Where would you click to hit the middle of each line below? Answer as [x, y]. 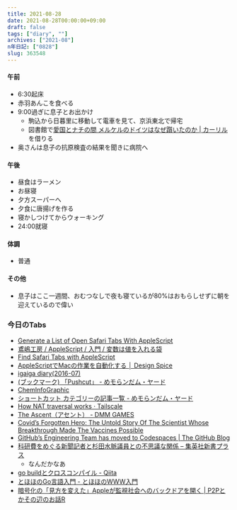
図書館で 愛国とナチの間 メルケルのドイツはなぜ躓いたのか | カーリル [128, 130]
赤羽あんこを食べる [46, 103]
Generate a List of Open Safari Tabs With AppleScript [95, 340]
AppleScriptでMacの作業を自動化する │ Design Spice [95, 365]
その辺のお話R [45, 499]
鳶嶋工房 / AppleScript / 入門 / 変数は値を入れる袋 [90, 349]
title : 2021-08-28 [34, 14]
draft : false [27, 27]
